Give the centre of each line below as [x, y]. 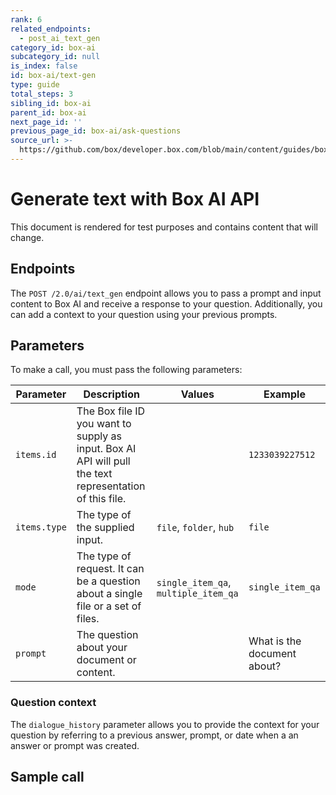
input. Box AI [106, 449]
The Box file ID [111, 411]
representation [111, 486]
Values [197, 394]
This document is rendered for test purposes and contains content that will [164, 227]
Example [284, 394]
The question [107, 635]
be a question [108, 581]
